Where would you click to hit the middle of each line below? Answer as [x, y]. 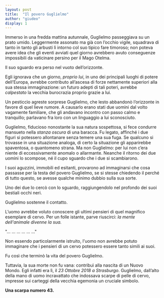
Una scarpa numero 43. [30, 290]
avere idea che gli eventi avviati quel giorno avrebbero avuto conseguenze [80, 53]
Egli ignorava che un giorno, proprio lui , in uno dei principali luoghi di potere [82, 77]
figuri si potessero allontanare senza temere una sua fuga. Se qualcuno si [79, 138]
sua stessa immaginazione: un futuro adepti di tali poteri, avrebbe [71, 87]
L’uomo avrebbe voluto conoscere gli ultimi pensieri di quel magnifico [75, 212]
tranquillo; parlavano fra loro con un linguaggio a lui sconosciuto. [70, 117]
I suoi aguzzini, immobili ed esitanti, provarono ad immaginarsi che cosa [78, 168]
